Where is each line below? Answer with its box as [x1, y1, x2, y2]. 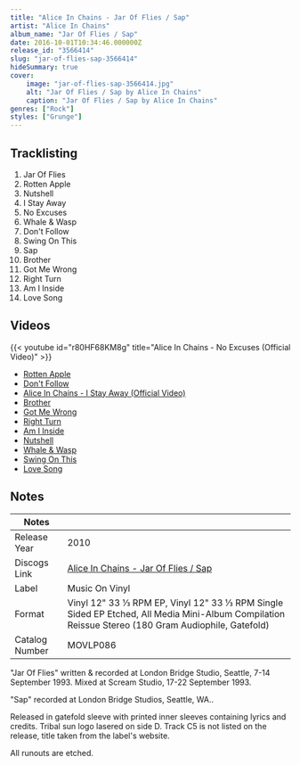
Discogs [14, 556, 49, 569]
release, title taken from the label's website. [10, 730, 170, 741]
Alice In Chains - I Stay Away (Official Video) [22, 387, 186, 398]
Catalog [14, 633, 48, 646]
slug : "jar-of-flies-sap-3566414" [10, 54, 139, 63]
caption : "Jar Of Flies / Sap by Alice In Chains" [26, 95, 218, 105]
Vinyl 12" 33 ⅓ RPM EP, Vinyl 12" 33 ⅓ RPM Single [67, 596, 284, 609]
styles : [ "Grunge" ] [10, 112, 83, 121]
